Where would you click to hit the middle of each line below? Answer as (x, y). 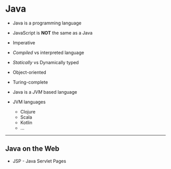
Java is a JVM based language (45, 92)
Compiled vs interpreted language (48, 52)
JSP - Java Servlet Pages (39, 161)
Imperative (24, 43)
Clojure (28, 111)
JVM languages (29, 102)
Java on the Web (32, 149)
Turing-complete (30, 82)
